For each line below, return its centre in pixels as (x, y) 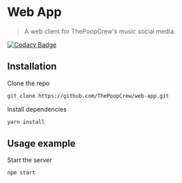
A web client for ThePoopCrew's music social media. (100, 31)
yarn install (26, 122)
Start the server (30, 160)
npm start (22, 173)
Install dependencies (37, 109)
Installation (32, 67)
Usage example (42, 143)
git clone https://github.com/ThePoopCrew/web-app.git (88, 96)
